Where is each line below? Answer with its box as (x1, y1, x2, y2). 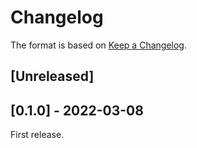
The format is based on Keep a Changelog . (10, 39, 187, 51)
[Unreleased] (10, 68, 95, 85)
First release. (10, 129, 65, 141)
